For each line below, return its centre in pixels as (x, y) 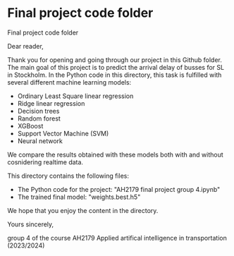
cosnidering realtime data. (45, 162)
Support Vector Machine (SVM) (63, 133)
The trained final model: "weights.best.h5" (79, 197)
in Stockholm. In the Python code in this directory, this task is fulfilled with (115, 75)
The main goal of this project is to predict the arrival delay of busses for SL (116, 67)
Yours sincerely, (31, 224)
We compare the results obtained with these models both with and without (115, 154)
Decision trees (38, 111)
